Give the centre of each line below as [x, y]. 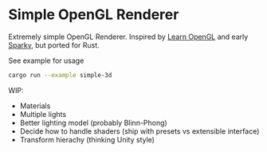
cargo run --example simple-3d [60, 75]
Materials [35, 106]
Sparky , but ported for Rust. [54, 45]
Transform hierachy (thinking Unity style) [87, 139]
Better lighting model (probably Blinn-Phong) [93, 123]
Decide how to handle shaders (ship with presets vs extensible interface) [139, 131]
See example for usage [46, 60]
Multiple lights [43, 114]
